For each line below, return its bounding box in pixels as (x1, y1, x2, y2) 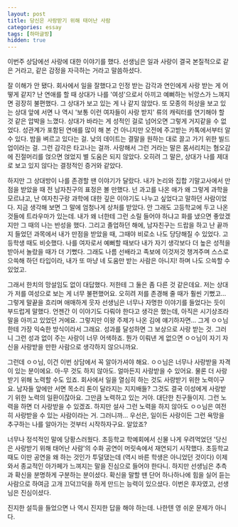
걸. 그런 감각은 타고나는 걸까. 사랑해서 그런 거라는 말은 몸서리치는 (31, 144, 212, 152)
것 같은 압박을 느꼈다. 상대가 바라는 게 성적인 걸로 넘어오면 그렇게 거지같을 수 (7, 117, 220, 125)
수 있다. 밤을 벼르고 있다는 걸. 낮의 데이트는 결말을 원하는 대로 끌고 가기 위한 (7, 134, 217, 143)
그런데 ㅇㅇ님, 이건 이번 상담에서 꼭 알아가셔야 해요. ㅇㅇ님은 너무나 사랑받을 (7, 358, 218, 366)
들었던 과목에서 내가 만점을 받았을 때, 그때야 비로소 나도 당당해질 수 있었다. (14, 230, 222, 238)
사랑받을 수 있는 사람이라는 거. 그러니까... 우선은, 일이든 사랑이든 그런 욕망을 (14, 411, 225, 420)
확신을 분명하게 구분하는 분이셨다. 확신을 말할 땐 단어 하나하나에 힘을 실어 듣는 (14, 471, 231, 479)
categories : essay (7, 23, 62, 31)
